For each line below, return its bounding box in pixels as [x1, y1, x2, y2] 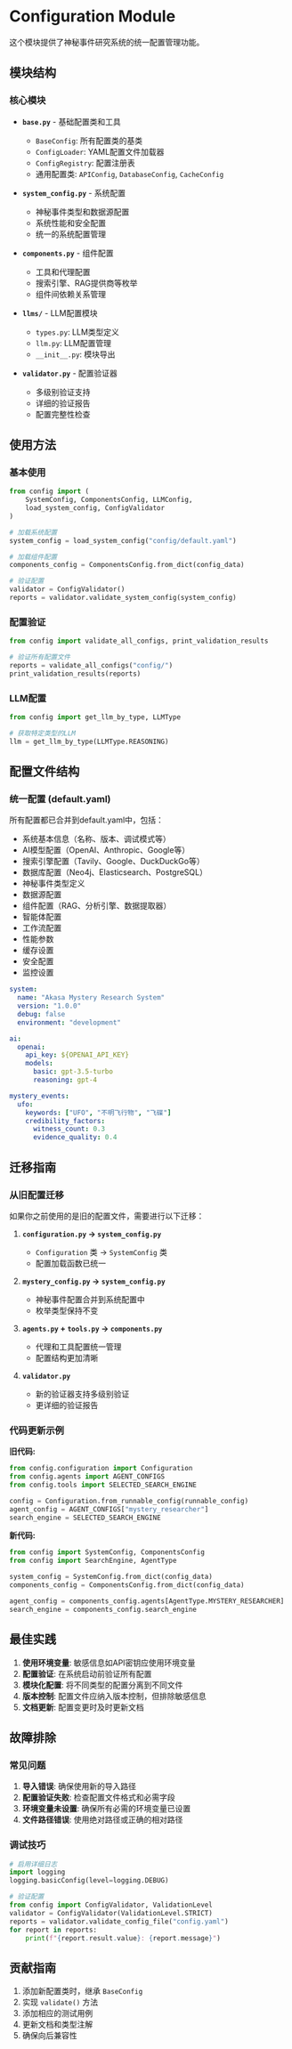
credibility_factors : [25, 1116, 105, 1125]
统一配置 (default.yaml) [9, 792, 111, 805]
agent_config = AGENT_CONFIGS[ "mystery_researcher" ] [9, 1504, 209, 1514]
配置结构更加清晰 [35, 1352, 99, 1363]
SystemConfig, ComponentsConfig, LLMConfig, [25, 496, 193, 505]
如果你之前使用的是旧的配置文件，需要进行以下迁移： [9, 1211, 205, 1221]
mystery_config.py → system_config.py [21, 1276, 166, 1286]
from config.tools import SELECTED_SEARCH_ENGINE [9, 1480, 198, 1489]
